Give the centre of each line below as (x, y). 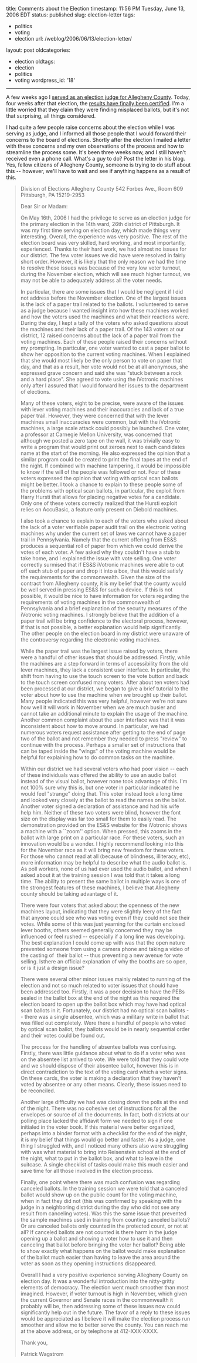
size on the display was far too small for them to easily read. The (98, 819)
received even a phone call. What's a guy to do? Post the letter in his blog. (96, 159)
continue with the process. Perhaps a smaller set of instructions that (103, 745)
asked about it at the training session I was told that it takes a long (100, 875)
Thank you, (34, 1342)
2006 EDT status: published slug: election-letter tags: (71, 15)
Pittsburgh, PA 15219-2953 (52, 195)
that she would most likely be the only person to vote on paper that (101, 360)
